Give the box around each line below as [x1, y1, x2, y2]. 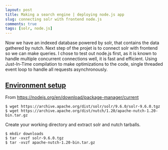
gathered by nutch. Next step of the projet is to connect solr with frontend [5, 45, 158, 51]
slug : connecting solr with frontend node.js [5, 17, 102, 22]
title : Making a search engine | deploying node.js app [5, 12, 124, 17]
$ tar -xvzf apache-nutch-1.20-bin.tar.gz [5, 140, 95, 145]
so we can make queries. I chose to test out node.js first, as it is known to [5, 51, 157, 57]
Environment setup [5, 81, 66, 89]
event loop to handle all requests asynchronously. [5, 66, 108, 73]
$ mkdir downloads [5, 131, 44, 136]
